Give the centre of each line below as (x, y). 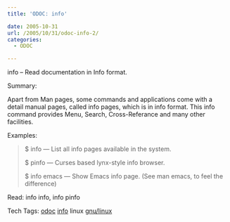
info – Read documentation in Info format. (68, 72)
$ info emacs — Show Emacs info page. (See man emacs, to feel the (124, 176)
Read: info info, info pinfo (44, 197)
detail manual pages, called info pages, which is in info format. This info (111, 107)
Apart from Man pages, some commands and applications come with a (110, 100)
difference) (40, 184)
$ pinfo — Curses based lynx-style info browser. (95, 163)
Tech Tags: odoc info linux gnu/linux (60, 211)
